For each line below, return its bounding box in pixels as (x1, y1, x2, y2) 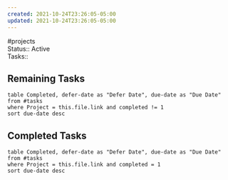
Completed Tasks (7, 129, 87, 141)
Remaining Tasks (7, 72, 85, 84)
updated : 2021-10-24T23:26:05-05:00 (7, 17, 116, 24)
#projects (7, 36, 36, 45)
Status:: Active (7, 44, 51, 53)
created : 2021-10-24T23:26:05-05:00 (7, 10, 116, 18)
